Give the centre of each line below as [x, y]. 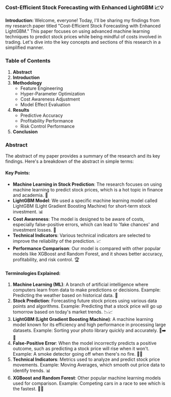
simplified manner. [25, 47]
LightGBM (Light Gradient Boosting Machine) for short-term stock [82, 206]
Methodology [27, 83]
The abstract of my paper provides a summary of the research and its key [83, 156]
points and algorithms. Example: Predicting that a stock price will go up [87, 306]
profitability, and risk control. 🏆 [46, 260]
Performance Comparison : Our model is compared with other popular [87, 249]
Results [21, 110]
